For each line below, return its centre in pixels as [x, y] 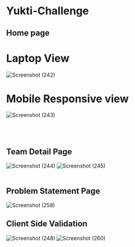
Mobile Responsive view [67, 99]
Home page [28, 33]
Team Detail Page [39, 152]
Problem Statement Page [53, 191]
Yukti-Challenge [48, 11]
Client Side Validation [47, 224]
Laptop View [38, 58]
